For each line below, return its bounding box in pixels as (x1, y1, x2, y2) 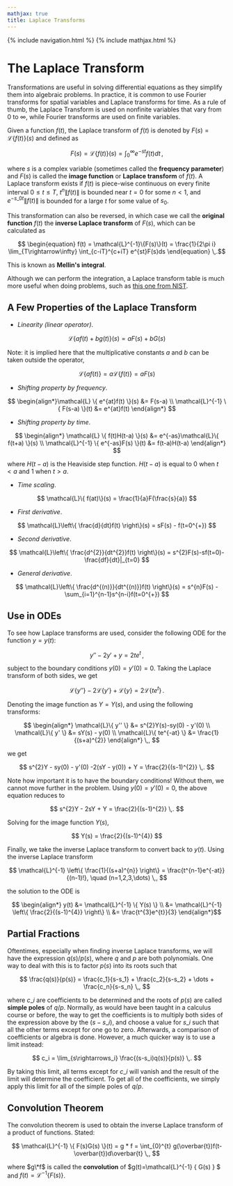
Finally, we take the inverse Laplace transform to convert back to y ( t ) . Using (7, 845, 225, 854)
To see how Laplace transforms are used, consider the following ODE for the (7, 629, 227, 637)
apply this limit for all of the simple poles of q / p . (7, 1081, 144, 1091)
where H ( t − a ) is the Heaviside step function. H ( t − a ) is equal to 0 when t (7, 459, 219, 468)
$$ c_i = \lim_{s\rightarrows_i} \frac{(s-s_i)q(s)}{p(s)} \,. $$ (32, 1054, 202, 1062)
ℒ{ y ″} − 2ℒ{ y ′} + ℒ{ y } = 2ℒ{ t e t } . (69, 685, 165, 694)
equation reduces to (7, 791, 65, 799)
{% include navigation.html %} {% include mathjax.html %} (7, 36, 176, 44)
